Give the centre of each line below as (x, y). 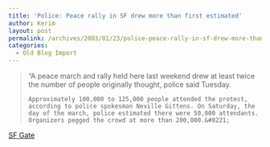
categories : (28, 46)
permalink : (27, 38)
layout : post (30, 31)
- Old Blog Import (47, 53)
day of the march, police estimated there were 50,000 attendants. (143, 113)
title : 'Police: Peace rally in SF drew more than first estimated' (125, 16)
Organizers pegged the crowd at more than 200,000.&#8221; (129, 120)
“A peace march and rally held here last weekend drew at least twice (141, 76)
